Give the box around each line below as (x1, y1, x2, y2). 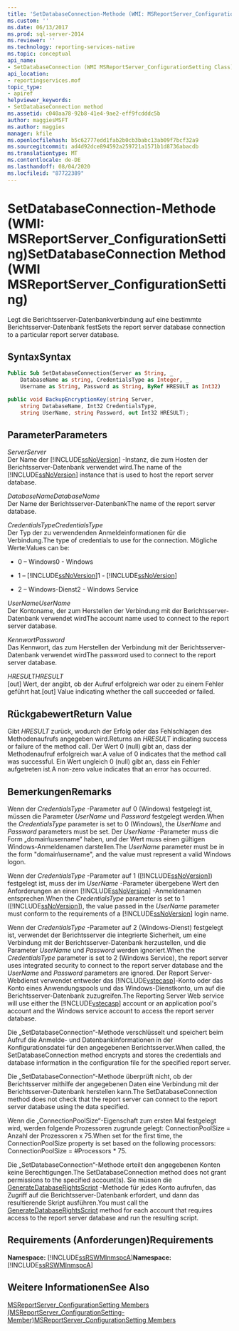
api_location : (7, 70, 50, 77)
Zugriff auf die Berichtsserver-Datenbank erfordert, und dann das (7, 1191, 200, 1200)
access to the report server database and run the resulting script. (7, 1214, 199, 1223)
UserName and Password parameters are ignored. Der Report (7, 968, 189, 978)
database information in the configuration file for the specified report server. (7, 1058, 231, 1067)
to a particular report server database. (7, 330, 119, 339)
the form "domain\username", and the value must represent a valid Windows (7, 850, 231, 859)
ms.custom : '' (7, 17, 50, 24)
